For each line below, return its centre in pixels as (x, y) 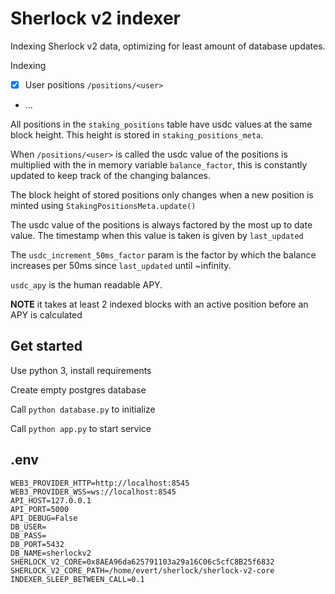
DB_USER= (28, 527)
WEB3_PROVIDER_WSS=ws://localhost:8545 (93, 492)
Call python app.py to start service (81, 428)
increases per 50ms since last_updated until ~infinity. (121, 265)
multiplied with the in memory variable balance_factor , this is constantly (159, 165)
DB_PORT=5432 (37, 544)
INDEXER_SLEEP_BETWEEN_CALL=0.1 (77, 579)
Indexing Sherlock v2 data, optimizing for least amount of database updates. (168, 46)
